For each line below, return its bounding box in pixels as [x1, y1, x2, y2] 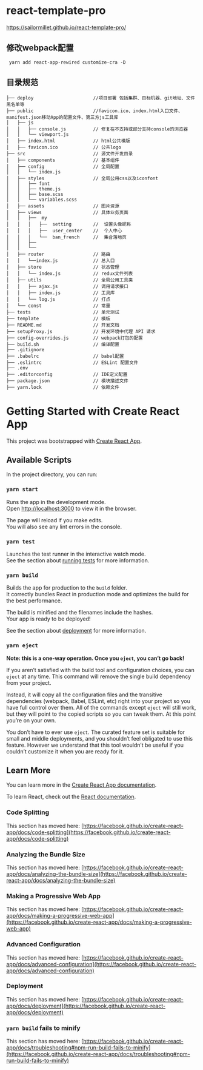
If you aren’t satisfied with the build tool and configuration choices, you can [6, 666, 195, 673]
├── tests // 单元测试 [6, 309, 120, 315]
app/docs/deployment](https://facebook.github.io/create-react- [6, 1002, 165, 1009]
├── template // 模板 [6, 315, 111, 321]
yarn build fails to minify [6, 1023, 81, 1032]
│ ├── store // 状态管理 [6, 264, 120, 270]
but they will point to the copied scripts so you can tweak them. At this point [6, 710, 196, 718]
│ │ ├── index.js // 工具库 [6, 289, 115, 296]
